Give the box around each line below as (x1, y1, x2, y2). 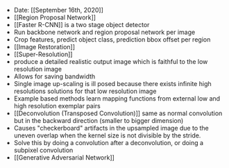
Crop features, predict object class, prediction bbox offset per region (13, 35, 211, 44)
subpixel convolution (13, 146, 74, 154)
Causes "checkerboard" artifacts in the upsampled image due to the (13, 124, 210, 132)
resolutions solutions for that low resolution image (13, 87, 157, 95)
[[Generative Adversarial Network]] (13, 153, 114, 162)
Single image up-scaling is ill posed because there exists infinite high (13, 80, 212, 87)
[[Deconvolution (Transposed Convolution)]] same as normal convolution (13, 109, 223, 117)
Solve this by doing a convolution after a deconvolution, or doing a (13, 139, 203, 146)
